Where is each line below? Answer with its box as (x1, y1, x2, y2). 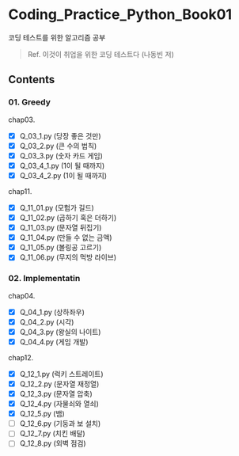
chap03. (8, 115, 36, 124)
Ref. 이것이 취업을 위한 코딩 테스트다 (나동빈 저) (27, 49, 174, 59)
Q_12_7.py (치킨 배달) (19, 429, 85, 439)
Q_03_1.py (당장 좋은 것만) (19, 131, 101, 140)
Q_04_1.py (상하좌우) (19, 307, 85, 317)
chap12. (8, 352, 34, 362)
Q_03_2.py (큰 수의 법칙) (19, 141, 97, 150)
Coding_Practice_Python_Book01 (8, 6, 232, 24)
